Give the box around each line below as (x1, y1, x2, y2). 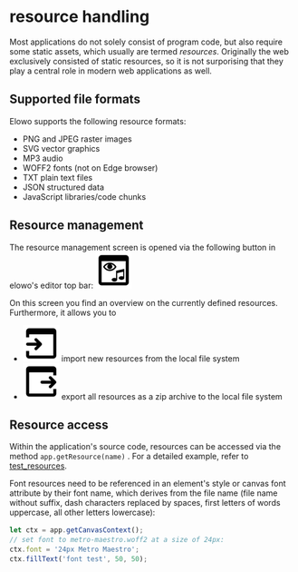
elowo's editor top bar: (9, 280, 94, 291)
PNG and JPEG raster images (22, 133, 133, 144)
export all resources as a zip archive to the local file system (61, 390, 283, 401)
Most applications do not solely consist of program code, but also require (9, 36, 284, 47)
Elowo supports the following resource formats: (9, 115, 187, 126)
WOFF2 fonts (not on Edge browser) (22, 162, 159, 173)
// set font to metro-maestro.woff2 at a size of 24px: (9, 536, 225, 545)
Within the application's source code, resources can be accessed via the (9, 441, 282, 452)
